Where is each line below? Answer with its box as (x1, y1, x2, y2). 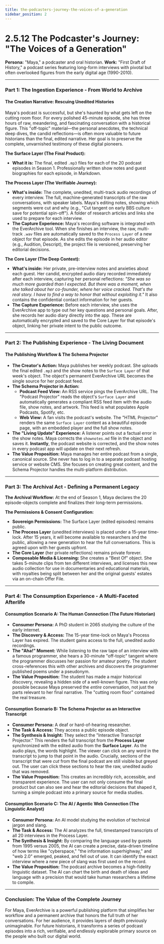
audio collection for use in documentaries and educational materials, (12, 565, 150, 571)
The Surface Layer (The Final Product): (5, 150, 86, 156)
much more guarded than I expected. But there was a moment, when (12, 281, 151, 287)
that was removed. (12, 769, 50, 775)
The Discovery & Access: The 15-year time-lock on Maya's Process (12, 632, 150, 638)
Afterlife (5, 598, 25, 605)
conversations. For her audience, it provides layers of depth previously (5, 918, 147, 923)
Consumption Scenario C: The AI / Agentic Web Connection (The (5, 801, 139, 806)
